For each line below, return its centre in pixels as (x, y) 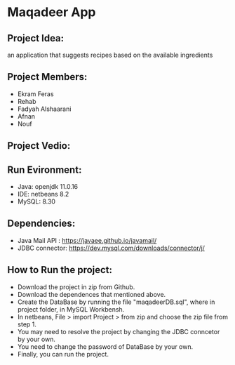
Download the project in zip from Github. (76, 287)
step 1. (27, 324)
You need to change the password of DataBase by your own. (105, 346)
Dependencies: (41, 224)
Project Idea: (36, 38)
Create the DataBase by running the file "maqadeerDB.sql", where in (116, 302)
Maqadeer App (52, 12)
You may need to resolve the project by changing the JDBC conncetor (119, 331)
